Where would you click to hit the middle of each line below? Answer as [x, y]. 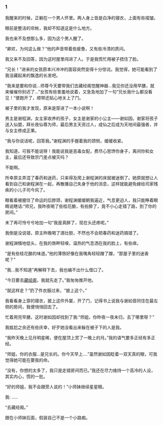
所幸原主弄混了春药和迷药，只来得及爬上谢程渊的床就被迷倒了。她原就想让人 [81, 178]
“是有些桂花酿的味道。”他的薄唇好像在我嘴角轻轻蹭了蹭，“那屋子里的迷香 [77, 253]
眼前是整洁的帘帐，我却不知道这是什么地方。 [50, 28]
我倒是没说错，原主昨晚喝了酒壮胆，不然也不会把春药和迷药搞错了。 [73, 233]
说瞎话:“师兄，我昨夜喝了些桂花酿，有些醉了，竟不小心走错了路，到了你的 [83, 206]
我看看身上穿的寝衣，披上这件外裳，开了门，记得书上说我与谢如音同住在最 [79, 301]
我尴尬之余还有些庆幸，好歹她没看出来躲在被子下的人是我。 [65, 328]
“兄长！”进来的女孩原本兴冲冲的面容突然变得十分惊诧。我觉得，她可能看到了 [81, 69]
